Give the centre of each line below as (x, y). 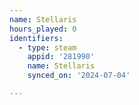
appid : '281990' (61, 57)
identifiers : (36, 38)
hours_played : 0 (43, 29)
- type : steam (47, 47)
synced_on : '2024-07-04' (79, 76)
